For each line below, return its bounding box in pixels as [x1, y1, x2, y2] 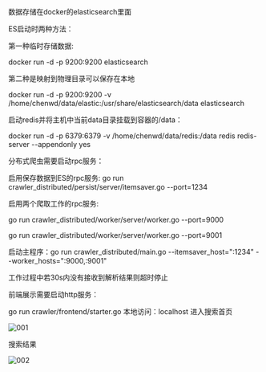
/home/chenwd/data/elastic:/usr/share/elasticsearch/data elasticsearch [8, 99, 245, 108]
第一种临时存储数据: [8, 41, 75, 51]
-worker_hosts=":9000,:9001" [8, 256, 107, 265]
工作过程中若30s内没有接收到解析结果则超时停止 [8, 272, 168, 282]
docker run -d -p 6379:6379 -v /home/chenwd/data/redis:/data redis [8, 131, 236, 141]
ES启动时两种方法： [8, 24, 74, 34]
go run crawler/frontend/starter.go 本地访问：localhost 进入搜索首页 [8, 307, 233, 316]
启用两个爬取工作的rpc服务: [8, 199, 99, 208]
